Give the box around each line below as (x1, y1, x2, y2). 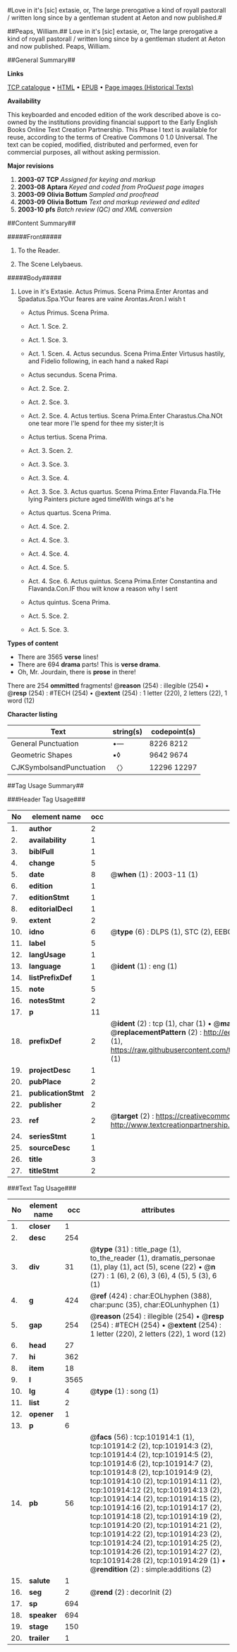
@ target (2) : (110, 1111, 154, 1121)
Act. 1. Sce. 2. (28, 322, 68, 330)
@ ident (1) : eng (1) (110, 961, 178, 971)
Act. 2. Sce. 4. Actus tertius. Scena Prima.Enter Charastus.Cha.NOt (28, 412, 223, 420)
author (29, 824, 52, 833)
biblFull (29, 846, 54, 856)
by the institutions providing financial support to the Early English (28, 118, 218, 126)
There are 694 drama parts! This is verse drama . (17, 660, 161, 669)
